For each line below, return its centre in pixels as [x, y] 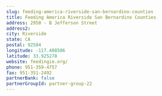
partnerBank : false [30, 78]
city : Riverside [26, 34]
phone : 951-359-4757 [32, 67]
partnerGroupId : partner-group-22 [49, 84]
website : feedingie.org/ [37, 61]
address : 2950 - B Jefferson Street [52, 23]
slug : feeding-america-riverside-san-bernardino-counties [80, 12]
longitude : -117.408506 [36, 51]
